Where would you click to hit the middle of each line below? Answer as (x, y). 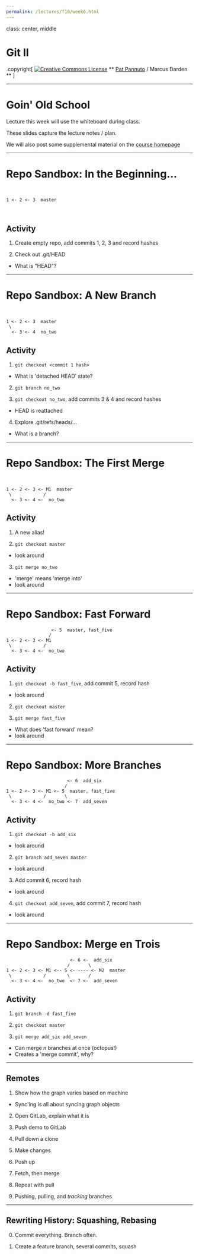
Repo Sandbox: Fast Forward (78, 614)
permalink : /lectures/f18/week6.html (53, 12)
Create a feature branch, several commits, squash (76, 1246)
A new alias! (29, 532)
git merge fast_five (40, 718)
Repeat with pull (34, 1185)
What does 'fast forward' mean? (54, 729)
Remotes (23, 1078)
